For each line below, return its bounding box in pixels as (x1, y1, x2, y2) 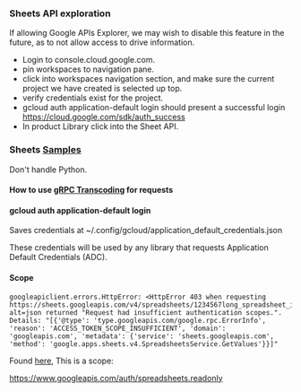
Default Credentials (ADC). (9, 252, 107, 263)
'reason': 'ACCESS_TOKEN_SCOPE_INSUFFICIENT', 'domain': (9, 324, 227, 333)
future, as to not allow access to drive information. (9, 37, 195, 48)
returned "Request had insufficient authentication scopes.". (45, 308, 282, 317)
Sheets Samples (9, 144, 82, 156)
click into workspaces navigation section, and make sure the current (21, 74, 275, 84)
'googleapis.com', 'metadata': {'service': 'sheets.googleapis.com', (9, 331, 275, 341)
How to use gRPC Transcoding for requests (9, 185, 174, 196)
